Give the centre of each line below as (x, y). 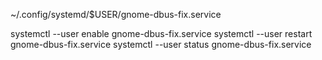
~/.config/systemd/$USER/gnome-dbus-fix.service (116, 14)
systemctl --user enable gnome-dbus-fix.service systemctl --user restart (161, 33)
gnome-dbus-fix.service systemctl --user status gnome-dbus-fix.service (161, 44)
